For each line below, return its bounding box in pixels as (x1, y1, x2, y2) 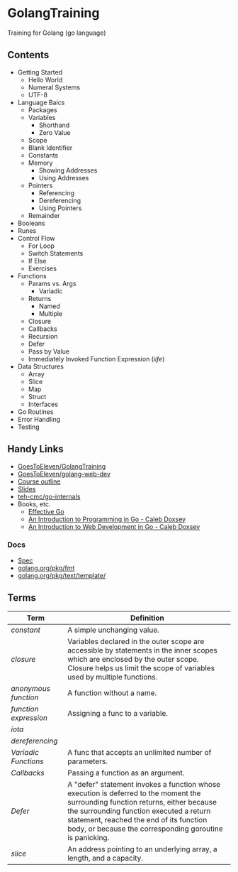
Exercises (28, 264, 57, 273)
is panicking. (67, 832, 110, 842)
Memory (28, 158, 53, 167)
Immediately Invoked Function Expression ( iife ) (28, 354, 165, 363)
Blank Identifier (28, 143, 73, 152)
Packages (28, 105, 58, 114)
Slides (17, 484, 36, 493)
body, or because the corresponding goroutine (67, 824, 223, 834)
